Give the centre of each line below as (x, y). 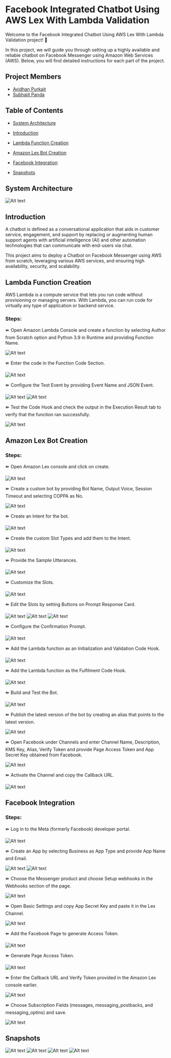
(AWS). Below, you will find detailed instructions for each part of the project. (85, 60)
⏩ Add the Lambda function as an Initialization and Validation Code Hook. (83, 648)
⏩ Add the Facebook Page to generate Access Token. (62, 933)
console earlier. (21, 985)
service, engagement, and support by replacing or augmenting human (79, 235)
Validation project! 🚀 (26, 40)
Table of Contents (34, 111)
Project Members (33, 77)
